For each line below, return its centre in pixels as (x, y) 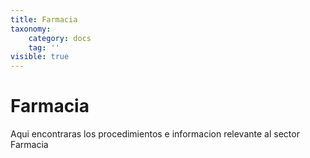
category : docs (60, 38)
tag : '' (44, 47)
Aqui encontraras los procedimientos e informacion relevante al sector (155, 134)
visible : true (40, 57)
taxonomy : (31, 29)
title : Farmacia (44, 19)
